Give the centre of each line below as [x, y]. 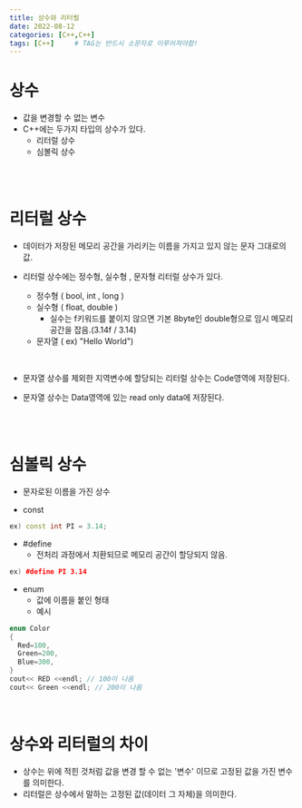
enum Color [30, 628]
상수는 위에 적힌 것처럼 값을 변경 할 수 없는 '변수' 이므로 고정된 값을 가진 [149, 771]
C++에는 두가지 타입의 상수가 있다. [84, 129]
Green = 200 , [38, 654]
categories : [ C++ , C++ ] [52, 34]
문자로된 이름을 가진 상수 [66, 492]
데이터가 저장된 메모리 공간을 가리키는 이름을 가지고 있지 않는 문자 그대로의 [155, 246]
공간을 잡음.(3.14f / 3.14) [93, 330]
